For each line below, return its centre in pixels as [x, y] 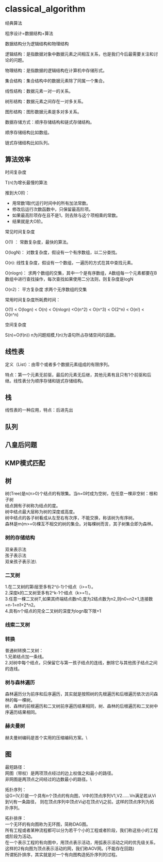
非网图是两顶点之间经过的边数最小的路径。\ [49, 779]
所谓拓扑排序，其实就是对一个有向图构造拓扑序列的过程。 [62, 854]
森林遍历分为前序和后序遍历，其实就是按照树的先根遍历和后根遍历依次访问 [79, 694]
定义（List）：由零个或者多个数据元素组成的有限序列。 [59, 364]
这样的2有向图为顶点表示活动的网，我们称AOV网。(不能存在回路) [70, 848]
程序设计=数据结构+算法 [29, 33]
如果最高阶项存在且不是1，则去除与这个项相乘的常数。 [66, 215]
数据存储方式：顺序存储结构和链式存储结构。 [50, 122]
